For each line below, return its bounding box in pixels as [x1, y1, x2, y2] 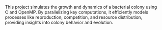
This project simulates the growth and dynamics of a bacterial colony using [5, 4, 157, 10]
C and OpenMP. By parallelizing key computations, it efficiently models [5, 9, 149, 15]
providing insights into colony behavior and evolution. [5, 19, 113, 25]
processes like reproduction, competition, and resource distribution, [5, 15, 142, 20]
